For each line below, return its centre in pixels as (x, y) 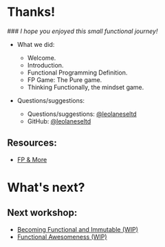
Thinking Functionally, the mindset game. (86, 87)
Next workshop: (42, 213)
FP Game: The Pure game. (65, 79)
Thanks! (31, 12)
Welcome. (42, 58)
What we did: (36, 44)
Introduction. (45, 65)
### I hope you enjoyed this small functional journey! (82, 31)
